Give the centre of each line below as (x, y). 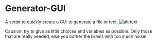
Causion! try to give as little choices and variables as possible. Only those (79, 31)
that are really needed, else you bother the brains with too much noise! (76, 36)
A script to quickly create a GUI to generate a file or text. (61, 22)
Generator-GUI (35, 8)
